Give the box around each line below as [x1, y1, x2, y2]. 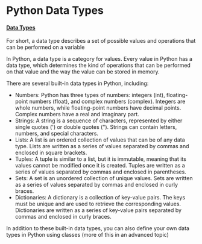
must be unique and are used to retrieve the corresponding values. [14, 200, 181, 208]
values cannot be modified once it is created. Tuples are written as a [14, 162, 185, 169]
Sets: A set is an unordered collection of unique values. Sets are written [14, 175, 193, 182]
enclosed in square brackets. [14, 149, 87, 157]
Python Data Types [6, 4, 104, 17]
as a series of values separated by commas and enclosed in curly [14, 181, 178, 189]
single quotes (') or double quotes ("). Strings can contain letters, [14, 124, 177, 131]
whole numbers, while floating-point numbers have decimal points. [14, 104, 181, 111]
